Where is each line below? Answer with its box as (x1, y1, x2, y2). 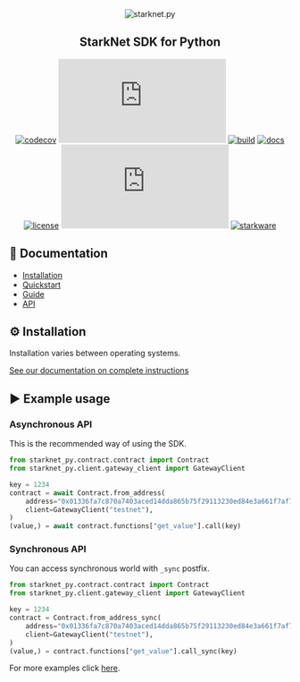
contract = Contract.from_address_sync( (9, 613, 162, 623)
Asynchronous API (9, 418, 93, 431)
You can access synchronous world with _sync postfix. (9, 563, 210, 574)
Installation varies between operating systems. (9, 348, 181, 359)
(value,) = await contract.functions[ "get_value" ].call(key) (9, 522, 242, 531)
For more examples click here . (9, 662, 121, 674)
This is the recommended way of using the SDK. (9, 439, 187, 449)
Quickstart (21, 279, 61, 290)
